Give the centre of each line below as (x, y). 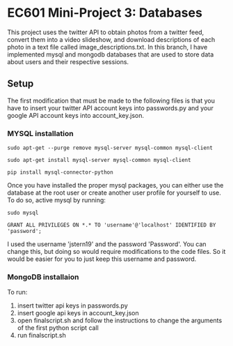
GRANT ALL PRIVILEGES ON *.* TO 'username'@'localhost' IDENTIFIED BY (112, 225)
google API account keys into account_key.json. (76, 115)
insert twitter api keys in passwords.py (73, 306)
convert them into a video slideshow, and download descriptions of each (111, 39)
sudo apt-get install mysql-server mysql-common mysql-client (99, 160)
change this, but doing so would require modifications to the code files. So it (116, 252)
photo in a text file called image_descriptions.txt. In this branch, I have (107, 47)
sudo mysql (23, 213)
